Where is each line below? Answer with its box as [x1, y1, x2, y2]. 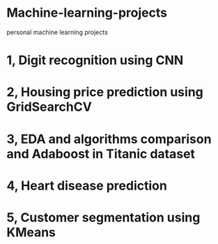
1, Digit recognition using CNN [6, 52, 184, 68]
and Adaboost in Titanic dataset [6, 146, 196, 162]
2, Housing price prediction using [6, 84, 203, 100]
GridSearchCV [6, 99, 92, 115]
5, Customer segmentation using [6, 209, 201, 225]
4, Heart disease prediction [6, 178, 168, 193]
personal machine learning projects [6, 28, 109, 36]
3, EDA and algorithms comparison [6, 131, 212, 147]
